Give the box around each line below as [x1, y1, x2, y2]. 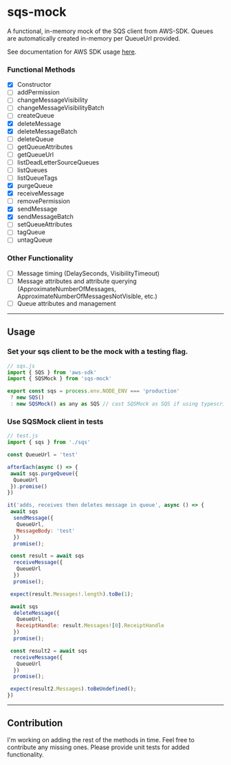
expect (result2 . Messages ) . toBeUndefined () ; [10, 686, 137, 693]
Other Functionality [7, 253, 74, 263]
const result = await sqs [10, 552, 85, 560]
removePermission [16, 197, 71, 205]
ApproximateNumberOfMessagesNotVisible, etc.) [16, 292, 158, 300]
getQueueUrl [16, 150, 54, 158]
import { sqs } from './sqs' [7, 439, 91, 446]
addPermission [16, 88, 60, 96]
